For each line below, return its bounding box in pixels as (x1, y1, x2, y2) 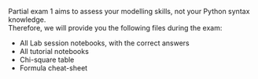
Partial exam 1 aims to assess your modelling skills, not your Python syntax (8, 7, 250, 16)
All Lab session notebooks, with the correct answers (19, 38, 190, 48)
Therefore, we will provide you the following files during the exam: (8, 23, 223, 32)
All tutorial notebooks (19, 47, 89, 56)
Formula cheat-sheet (19, 63, 88, 73)
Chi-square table (19, 55, 75, 64)
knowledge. (8, 15, 46, 24)
